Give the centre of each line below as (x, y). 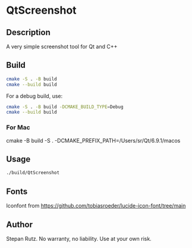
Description (28, 32)
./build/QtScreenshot (33, 173)
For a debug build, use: (34, 96)
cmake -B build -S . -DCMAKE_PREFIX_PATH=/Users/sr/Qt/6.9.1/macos (93, 140)
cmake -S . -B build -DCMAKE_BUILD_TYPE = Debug (65, 107)
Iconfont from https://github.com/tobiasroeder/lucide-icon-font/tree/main (96, 206)
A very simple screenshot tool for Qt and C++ (62, 46)
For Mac (18, 127)
